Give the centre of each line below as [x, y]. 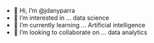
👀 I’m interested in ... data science [61, 18]
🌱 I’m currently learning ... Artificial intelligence [79, 25]
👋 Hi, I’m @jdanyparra [44, 11]
